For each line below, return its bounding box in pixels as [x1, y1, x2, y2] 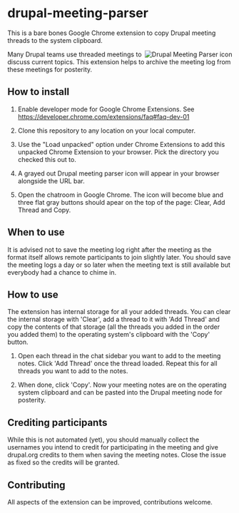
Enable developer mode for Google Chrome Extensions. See [17, 105, 195, 113]
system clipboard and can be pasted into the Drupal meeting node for [17, 388, 223, 397]
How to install [7, 86, 70, 98]
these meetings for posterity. [7, 65, 93, 73]
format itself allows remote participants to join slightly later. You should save [7, 253, 231, 261]
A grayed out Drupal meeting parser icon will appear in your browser [17, 169, 220, 178]
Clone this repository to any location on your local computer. [17, 126, 196, 135]
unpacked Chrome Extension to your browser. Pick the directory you [17, 148, 219, 156]
